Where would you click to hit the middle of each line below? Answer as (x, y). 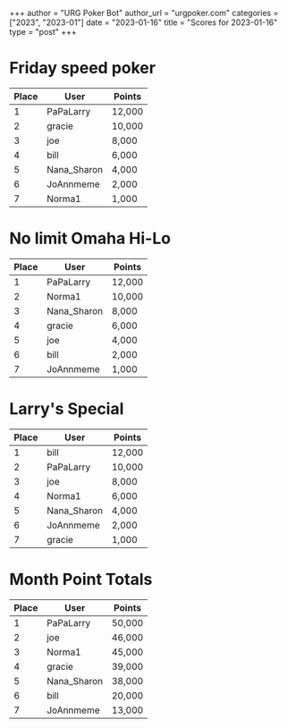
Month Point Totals (81, 580)
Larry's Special (67, 409)
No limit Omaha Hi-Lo (90, 238)
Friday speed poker (83, 68)
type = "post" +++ (43, 32)
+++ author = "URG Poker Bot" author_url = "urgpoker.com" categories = (144, 13)
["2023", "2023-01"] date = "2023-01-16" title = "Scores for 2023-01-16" (143, 22)
